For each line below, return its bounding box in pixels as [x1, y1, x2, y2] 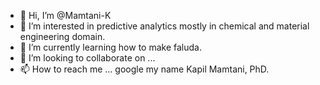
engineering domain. [19, 31, 106, 42]
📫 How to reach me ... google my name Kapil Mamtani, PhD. [19, 63, 270, 75]
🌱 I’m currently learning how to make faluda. [19, 41, 202, 53]
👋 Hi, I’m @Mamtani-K [19, 10, 112, 21]
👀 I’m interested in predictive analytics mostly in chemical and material [19, 20, 310, 32]
